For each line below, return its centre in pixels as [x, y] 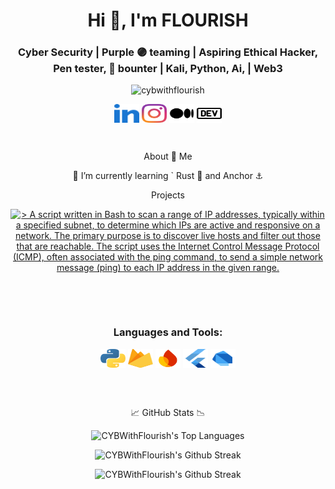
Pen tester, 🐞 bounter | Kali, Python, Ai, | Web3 [168, 69]
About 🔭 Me [168, 156]
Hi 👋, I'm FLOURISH [168, 20]
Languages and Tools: [168, 332]
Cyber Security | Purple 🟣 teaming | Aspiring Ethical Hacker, [168, 52]
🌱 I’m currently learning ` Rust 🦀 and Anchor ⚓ [168, 176]
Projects [168, 195]
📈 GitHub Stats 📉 [168, 412]
